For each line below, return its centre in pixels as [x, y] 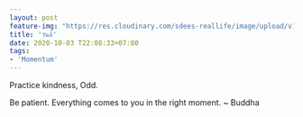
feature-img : [34, 26]
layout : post [34, 18]
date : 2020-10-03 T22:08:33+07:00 [74, 43]
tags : [19, 51]
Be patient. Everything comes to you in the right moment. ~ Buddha [134, 103]
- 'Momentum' [34, 59]
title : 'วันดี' [33, 34]
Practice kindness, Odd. [54, 85]
